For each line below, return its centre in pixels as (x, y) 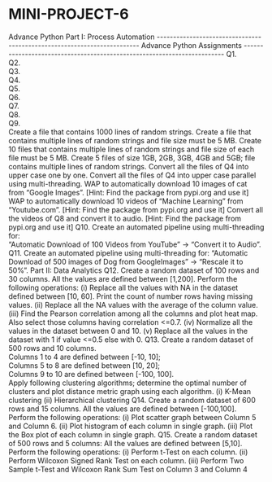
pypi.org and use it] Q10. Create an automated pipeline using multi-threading (136, 227)
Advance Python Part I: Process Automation (82, 37)
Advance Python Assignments (191, 45)
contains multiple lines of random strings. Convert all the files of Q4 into (129, 166)
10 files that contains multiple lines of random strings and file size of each (132, 149)
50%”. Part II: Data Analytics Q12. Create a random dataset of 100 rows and (134, 270)
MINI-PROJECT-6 (69, 14)
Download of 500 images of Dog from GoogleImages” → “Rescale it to (126, 261)
